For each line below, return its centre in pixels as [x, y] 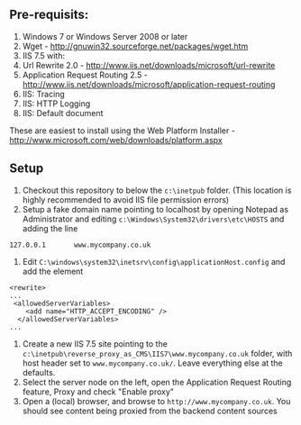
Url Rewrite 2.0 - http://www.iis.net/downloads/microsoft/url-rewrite [149, 65]
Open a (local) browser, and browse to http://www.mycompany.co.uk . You [156, 401]
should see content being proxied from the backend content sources [150, 411]
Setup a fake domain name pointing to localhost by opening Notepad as [155, 209]
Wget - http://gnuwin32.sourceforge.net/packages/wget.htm [135, 46]
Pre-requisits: [49, 15]
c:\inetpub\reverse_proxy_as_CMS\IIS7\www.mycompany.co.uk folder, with [157, 353]
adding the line [50, 228]
